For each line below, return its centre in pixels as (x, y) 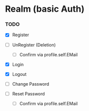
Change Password (31, 84)
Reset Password (28, 93)
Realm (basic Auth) (45, 9)
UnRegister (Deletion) (34, 44)
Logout (19, 74)
